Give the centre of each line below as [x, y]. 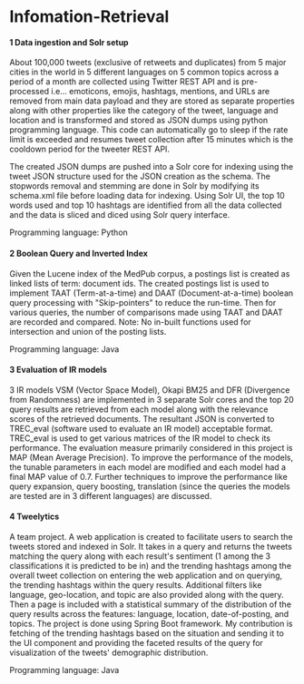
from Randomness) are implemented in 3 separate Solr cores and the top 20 [152, 399]
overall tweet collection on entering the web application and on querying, [146, 575]
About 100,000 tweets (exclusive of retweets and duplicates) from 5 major [148, 63]
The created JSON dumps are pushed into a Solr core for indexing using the [151, 167]
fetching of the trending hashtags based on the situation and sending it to [147, 633]
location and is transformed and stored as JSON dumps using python [139, 121]
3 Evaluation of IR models [58, 370]
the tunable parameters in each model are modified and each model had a [148, 467]
